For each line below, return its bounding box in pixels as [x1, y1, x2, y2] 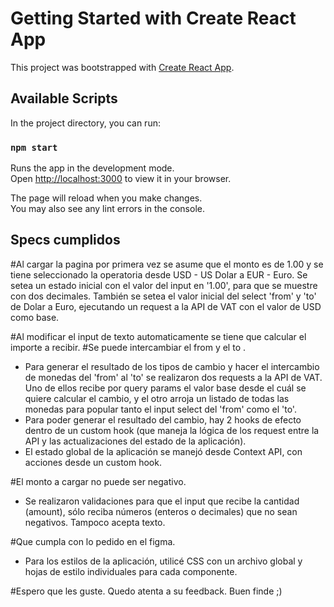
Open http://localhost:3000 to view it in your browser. [10, 173, 232, 185]
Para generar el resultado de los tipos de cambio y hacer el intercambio [24, 360, 320, 372]
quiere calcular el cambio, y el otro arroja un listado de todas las [24, 392, 290, 404]
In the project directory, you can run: [10, 117, 161, 129]
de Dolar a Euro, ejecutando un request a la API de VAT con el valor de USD [10, 300, 322, 312]
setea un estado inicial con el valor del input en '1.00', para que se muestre [10, 279, 318, 291]
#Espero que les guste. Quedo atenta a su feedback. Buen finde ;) [10, 585, 283, 597]
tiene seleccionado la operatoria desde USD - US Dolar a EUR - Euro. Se [10, 268, 308, 281]
